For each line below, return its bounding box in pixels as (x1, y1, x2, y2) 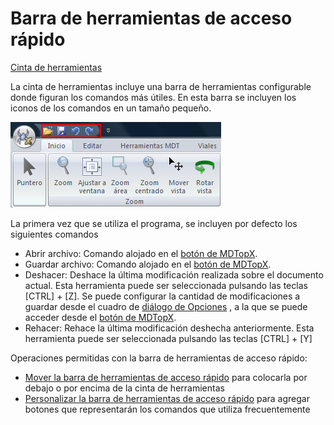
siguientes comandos (10, 228, 99, 240)
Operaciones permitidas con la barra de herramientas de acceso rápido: (10, 352, 308, 364)
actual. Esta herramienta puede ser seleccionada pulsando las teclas (24, 279, 308, 291)
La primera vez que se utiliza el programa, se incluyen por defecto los (10, 217, 298, 229)
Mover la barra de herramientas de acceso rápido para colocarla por (24, 371, 308, 383)
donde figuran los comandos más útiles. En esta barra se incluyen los (10, 91, 297, 103)
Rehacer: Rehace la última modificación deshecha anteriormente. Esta (24, 322, 315, 334)
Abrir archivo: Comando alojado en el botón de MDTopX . (24, 247, 258, 259)
